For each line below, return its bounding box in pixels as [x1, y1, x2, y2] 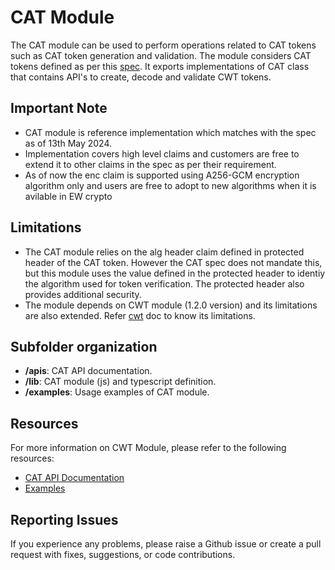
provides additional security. [24, 288, 142, 300]
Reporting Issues [10, 511, 119, 528]
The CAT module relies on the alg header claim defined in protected [24, 246, 305, 258]
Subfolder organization [10, 338, 158, 355]
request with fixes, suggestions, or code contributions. [10, 549, 236, 560]
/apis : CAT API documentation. [24, 365, 153, 377]
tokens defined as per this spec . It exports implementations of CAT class [10, 60, 310, 72]
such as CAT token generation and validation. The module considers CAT [10, 49, 312, 61]
